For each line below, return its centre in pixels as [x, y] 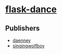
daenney [22, 40]
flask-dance [31, 9]
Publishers [22, 28]
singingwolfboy [28, 46]
